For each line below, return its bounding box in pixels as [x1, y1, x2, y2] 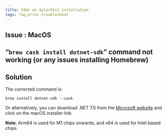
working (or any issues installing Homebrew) [5, 56, 149, 64]
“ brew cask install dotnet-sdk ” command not [5, 48, 153, 56]
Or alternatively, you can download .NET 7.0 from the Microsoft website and [5, 105, 162, 111]
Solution [5, 73, 32, 81]
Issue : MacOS [5, 31, 52, 39]
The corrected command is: [5, 86, 63, 92]
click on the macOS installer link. [5, 110, 73, 116]
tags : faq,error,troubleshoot [5, 12, 69, 17]
